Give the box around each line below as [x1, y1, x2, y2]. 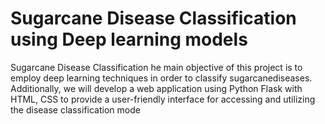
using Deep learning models [10, 28, 248, 51]
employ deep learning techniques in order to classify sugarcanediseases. [10, 72, 313, 84]
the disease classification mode [10, 103, 141, 116]
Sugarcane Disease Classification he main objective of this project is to [10, 61, 303, 73]
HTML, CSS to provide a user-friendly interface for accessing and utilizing [10, 93, 316, 105]
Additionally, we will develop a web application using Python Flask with [10, 82, 303, 94]
